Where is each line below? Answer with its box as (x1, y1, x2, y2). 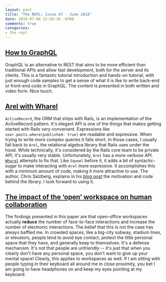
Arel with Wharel (5, 102, 58, 111)
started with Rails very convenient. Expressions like (5, 126, 110, 132)
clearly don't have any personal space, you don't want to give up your (5, 250, 148, 256)
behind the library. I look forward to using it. (5, 179, 94, 185)
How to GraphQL (5, 48, 57, 57)
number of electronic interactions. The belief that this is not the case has (5, 224, 154, 230)
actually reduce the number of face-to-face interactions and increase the (5, 219, 155, 225)
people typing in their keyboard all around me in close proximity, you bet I (5, 261, 155, 267)
